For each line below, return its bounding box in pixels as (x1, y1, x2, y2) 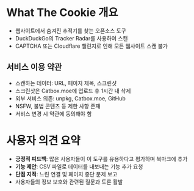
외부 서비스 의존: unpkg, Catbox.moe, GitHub (15, 94, 126, 102)
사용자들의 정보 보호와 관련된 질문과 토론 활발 (15, 178, 123, 185)
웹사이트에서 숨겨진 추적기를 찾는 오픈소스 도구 (15, 27, 126, 34)
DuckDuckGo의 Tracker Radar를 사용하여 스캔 (15, 34, 128, 42)
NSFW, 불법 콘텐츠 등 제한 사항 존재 (15, 102, 101, 110)
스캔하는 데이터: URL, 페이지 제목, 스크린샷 (15, 79, 117, 86)
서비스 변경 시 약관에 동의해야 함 (15, 110, 92, 117)
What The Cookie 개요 (6, 6, 118, 20)
